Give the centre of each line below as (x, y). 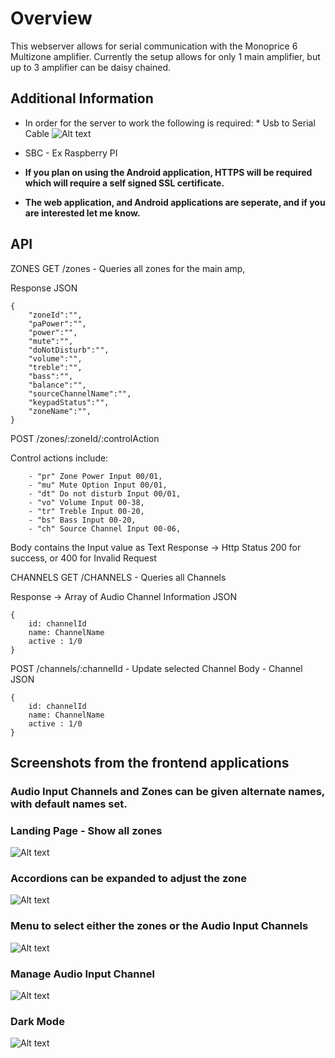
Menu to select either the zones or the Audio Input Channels (159, 926)
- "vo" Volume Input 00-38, (86, 502)
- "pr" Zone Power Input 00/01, (95, 476)
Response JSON (44, 288)
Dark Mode (37, 1021)
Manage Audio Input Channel (82, 974)
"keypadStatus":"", (69, 402)
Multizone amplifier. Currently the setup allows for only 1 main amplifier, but (165, 56)
